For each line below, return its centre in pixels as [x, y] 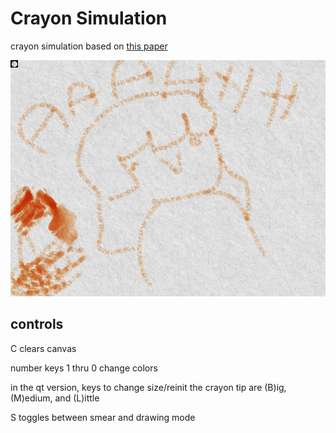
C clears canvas [43, 348]
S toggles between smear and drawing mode [103, 417]
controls [37, 324]
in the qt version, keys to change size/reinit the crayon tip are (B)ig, [148, 387]
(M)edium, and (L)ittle [55, 398]
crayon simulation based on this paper [89, 46]
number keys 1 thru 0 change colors [84, 368]
